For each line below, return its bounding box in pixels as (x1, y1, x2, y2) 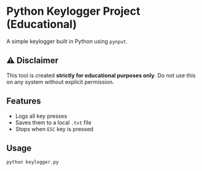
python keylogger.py (6, 159, 60, 165)
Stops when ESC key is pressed (15, 125, 94, 132)
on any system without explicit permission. (6, 78, 115, 85)
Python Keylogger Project (6, 4, 141, 18)
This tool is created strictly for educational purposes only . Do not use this (6, 72, 196, 79)
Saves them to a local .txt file (15, 118, 92, 126)
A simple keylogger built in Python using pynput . (6, 37, 128, 45)
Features (6, 96, 41, 107)
